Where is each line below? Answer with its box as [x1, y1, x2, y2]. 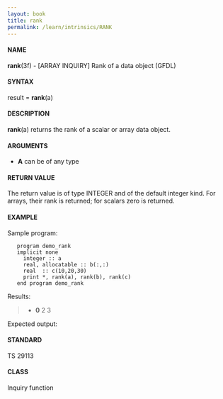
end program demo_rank [16, 279, 84, 287]
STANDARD [7, 336, 42, 344]
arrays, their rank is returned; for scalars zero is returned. [7, 196, 175, 206]
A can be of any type [17, 157, 79, 166]
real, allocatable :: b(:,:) [23, 261, 110, 268]
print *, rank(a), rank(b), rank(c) [23, 274, 132, 281]
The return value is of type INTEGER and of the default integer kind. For [7, 189, 216, 198]
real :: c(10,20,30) [23, 267, 87, 274]
